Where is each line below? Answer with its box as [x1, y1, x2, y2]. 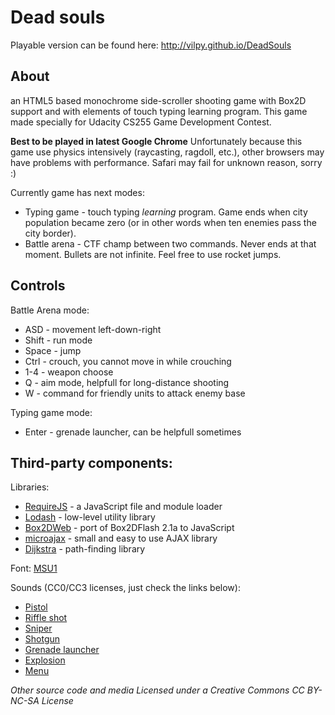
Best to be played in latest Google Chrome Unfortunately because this [10, 135, 303, 147]
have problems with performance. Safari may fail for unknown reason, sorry [10, 156, 323, 168]
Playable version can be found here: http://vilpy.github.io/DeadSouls [10, 39, 292, 51]
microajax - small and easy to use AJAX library [24, 532, 218, 545]
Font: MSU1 [10, 562, 58, 575]
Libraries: [10, 481, 50, 493]
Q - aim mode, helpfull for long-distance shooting [24, 376, 230, 388]
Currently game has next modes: [10, 186, 145, 198]
